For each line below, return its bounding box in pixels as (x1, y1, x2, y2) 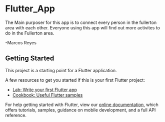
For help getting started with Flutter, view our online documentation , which (5, 102, 159, 108)
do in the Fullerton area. (5, 30, 54, 36)
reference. (5, 112, 26, 118)
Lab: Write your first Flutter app (12, 87, 77, 93)
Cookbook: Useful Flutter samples (12, 92, 83, 98)
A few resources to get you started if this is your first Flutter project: (5, 77, 145, 83)
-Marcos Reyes (5, 39, 36, 45)
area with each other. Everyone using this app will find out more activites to (5, 24, 160, 30)
